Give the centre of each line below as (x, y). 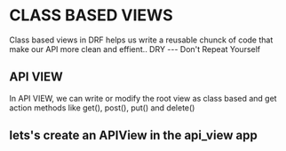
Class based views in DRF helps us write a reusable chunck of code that (141, 40)
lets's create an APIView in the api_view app (133, 136)
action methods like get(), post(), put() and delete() (102, 108)
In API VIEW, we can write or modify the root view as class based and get (143, 98)
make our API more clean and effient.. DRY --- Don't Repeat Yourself (135, 49)
